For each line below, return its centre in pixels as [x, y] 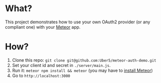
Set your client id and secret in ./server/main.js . [61, 65]
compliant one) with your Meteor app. [43, 27]
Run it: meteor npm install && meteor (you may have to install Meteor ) [82, 70]
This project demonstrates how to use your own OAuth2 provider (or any [78, 22]
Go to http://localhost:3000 [41, 75]
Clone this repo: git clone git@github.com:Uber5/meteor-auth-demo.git [84, 60]
